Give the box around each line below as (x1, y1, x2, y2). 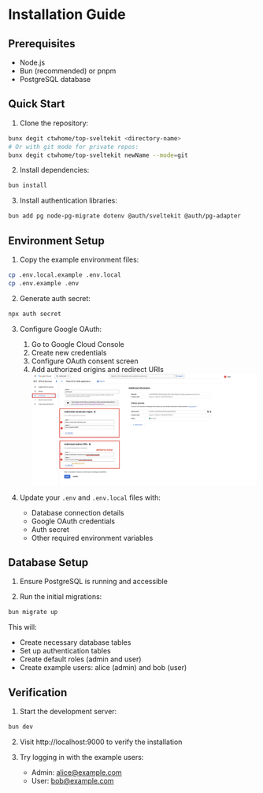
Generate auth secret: (19, 293, 91, 303)
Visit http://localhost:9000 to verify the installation (19, 737, 183, 746)
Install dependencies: (19, 166, 90, 175)
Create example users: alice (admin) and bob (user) (19, 663, 187, 672)
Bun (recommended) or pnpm (19, 66, 117, 76)
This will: (8, 623, 37, 632)
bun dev (8, 723, 34, 731)
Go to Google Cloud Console (31, 339, 124, 348)
